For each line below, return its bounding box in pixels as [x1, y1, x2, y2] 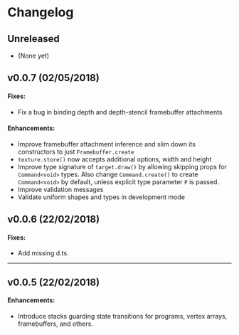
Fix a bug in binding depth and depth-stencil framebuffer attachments [17, 107, 223, 116]
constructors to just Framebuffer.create [17, 147, 134, 156]
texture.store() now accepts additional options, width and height [17, 154, 212, 164]
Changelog [7, 4, 74, 21]
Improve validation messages [17, 185, 104, 193]
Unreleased [7, 33, 60, 45]
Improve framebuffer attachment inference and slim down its [17, 139, 196, 148]
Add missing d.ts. [17, 249, 69, 257]
